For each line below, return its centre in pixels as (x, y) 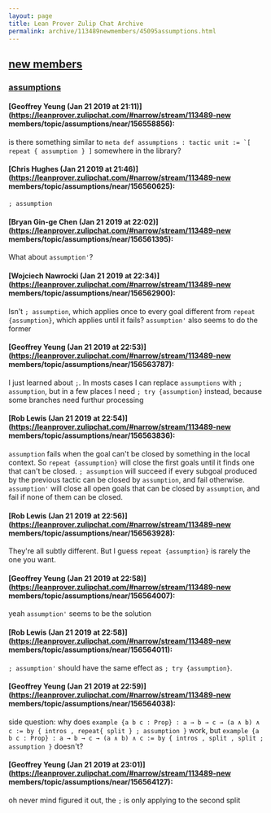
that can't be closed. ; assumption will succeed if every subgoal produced (133, 471)
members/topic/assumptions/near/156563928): (92, 533)
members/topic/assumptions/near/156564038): (92, 704)
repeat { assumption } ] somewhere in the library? (95, 151)
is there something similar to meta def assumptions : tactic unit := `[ (130, 142)
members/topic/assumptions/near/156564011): (91, 649)
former (20, 328)
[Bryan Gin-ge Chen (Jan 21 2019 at (70, 221)
